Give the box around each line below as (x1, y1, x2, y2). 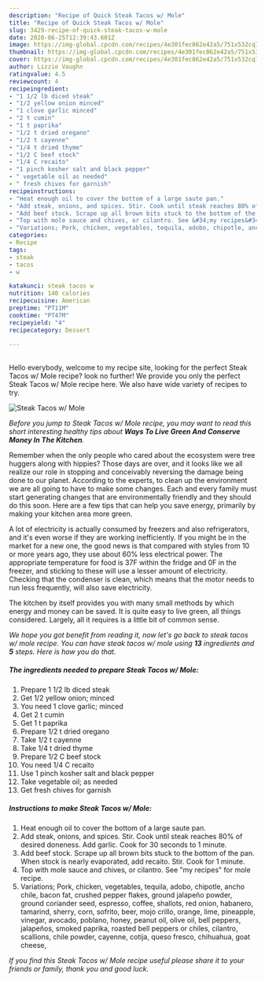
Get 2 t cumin (20, 710, 65, 719)
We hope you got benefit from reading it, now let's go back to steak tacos (9, 630, 248, 640)
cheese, (20, 941, 46, 950)
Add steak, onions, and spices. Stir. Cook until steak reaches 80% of (20, 832, 243, 842)
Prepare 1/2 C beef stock (20, 752, 101, 761)
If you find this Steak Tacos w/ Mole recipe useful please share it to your (9, 956, 245, 965)
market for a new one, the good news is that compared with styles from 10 (9, 541, 250, 551)
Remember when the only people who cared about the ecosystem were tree (9, 451, 256, 460)
